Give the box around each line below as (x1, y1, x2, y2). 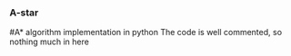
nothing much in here (9, 36, 89, 47)
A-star (9, 6, 39, 19)
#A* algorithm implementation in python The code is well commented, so (9, 27, 283, 38)
